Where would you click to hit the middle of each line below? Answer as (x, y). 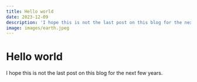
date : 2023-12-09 (27, 17)
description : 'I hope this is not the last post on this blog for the (94, 22)
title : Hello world (30, 11)
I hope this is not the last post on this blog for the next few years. (84, 73)
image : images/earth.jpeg (38, 28)
